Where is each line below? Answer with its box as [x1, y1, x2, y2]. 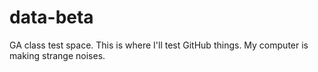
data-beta [9, 6, 94, 29]
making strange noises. [9, 49, 106, 61]
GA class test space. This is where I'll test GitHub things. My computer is [9, 39, 309, 51]
